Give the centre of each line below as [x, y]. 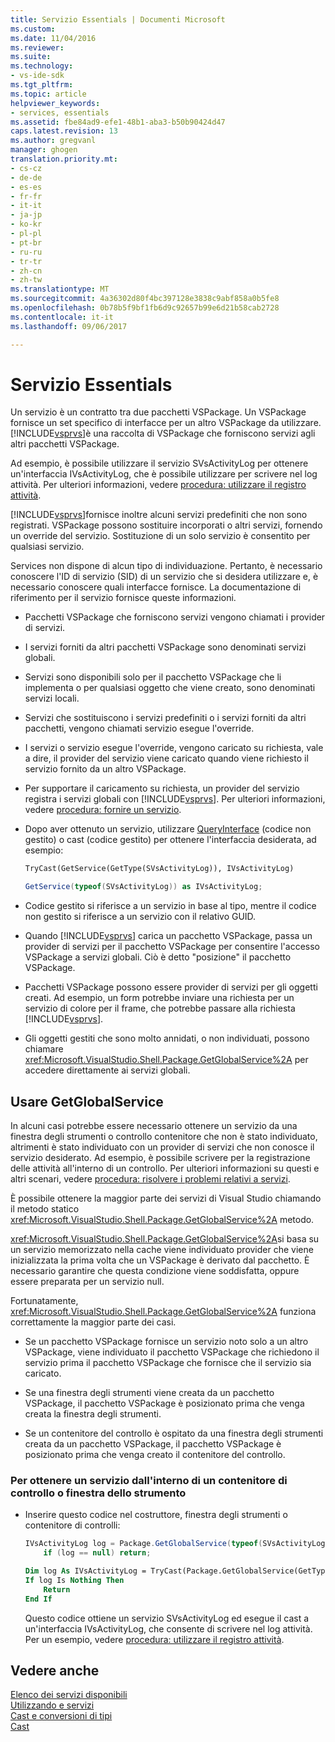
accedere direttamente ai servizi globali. [107, 1070]
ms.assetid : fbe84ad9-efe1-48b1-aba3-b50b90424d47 [118, 122]
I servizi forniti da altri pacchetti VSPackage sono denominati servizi [165, 647]
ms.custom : [33, 29]
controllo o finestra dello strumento [98, 1493]
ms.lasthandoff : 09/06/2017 [69, 326]
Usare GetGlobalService [87, 1101]
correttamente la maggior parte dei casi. [93, 1322]
